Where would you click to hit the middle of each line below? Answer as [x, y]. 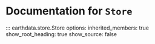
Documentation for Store [69, 11]
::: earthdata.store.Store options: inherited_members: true [77, 28]
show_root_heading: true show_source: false [61, 34]
